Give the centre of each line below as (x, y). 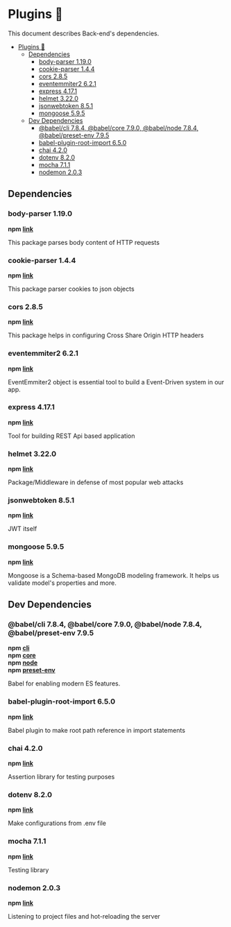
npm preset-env (32, 670)
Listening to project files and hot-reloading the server (84, 916)
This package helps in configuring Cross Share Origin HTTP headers (106, 335)
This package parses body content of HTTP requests (84, 242)
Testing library (28, 869)
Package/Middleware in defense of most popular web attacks (96, 482)
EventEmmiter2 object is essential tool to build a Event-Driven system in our (116, 382)
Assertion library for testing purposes (61, 776)
